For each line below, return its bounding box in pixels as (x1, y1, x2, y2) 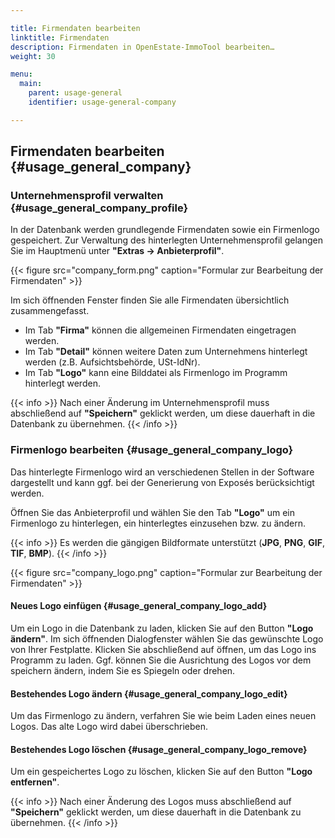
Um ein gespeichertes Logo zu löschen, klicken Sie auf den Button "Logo (10, 766, 313, 778)
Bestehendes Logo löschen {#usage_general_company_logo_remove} (10, 743, 308, 755)
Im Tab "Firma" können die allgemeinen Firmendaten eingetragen (24, 324, 297, 336)
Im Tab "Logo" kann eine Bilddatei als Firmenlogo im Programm (24, 367, 288, 379)
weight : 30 (10, 51, 56, 61)
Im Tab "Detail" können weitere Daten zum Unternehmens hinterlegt (24, 346, 308, 358)
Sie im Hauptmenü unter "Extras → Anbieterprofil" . (10, 245, 225, 257)
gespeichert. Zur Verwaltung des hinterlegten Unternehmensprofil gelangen (10, 234, 323, 246)
